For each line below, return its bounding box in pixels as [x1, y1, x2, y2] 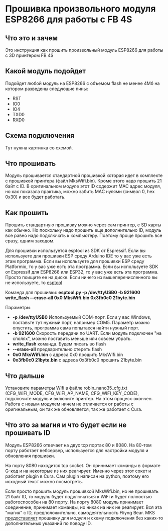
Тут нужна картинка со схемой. [5, 144, 73, 151]
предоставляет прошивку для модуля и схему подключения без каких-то [5, 515, 163, 521]
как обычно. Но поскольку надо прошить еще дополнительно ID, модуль [5, 227, 161, 233]
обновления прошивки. [5, 453, 55, 459]
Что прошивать [5, 159, 56, 168]
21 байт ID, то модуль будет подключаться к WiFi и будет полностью [5, 493, 152, 499]
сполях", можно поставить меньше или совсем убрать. [12, 335, 132, 342]
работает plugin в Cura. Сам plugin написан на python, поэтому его [5, 473, 149, 479]
